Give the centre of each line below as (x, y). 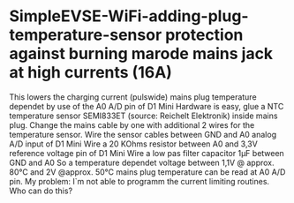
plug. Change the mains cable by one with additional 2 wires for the (132, 124)
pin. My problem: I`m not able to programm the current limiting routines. (139, 181)
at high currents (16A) (90, 73)
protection (204, 35)
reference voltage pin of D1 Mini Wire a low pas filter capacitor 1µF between (147, 153)
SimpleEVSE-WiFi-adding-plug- (129, 16)
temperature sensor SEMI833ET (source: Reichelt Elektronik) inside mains (143, 116)
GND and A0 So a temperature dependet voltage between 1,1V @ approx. (142, 162)
